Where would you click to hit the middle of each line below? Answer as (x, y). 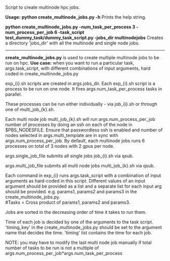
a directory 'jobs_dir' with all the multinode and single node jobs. (73, 43)
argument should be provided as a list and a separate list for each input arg (83, 186)
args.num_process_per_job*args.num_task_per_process (64, 253)
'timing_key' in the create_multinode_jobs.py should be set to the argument (83, 227)
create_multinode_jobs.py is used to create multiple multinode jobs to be (82, 57)
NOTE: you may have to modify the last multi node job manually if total (78, 243)
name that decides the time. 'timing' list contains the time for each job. (79, 233)
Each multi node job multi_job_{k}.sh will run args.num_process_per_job (80, 119)
